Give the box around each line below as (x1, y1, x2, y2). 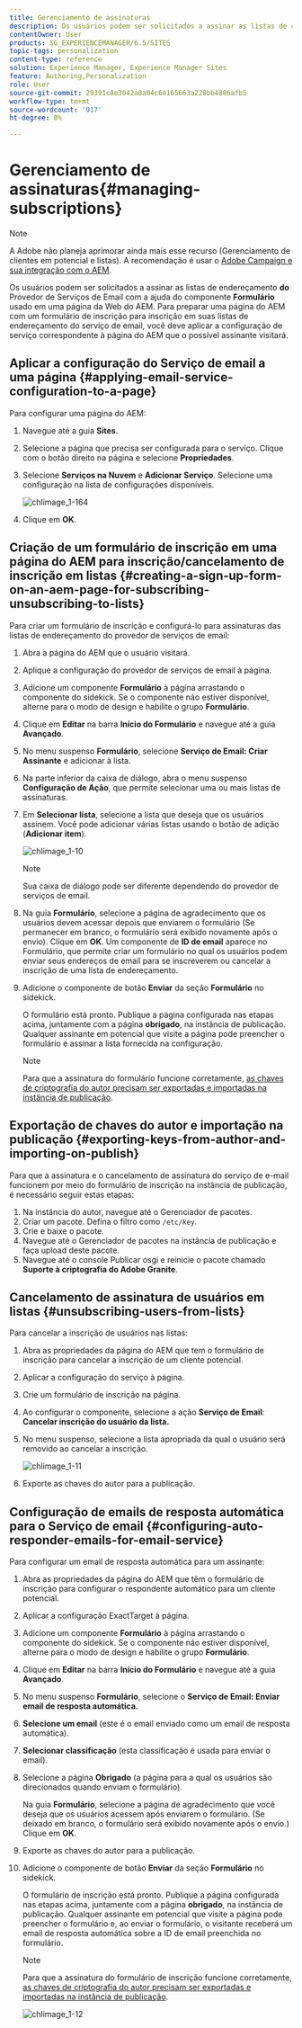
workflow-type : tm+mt (9, 96, 91, 106)
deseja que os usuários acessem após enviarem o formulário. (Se (22, 1809, 265, 1819)
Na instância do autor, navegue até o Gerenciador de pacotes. (22, 1206, 253, 1217)
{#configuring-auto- (146, 1518, 263, 1533)
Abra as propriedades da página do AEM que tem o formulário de (22, 1345, 265, 1356)
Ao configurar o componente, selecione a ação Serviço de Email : (22, 1407, 265, 1417)
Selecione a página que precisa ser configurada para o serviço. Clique (22, 442, 284, 453)
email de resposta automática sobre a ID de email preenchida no (22, 1928, 262, 1939)
